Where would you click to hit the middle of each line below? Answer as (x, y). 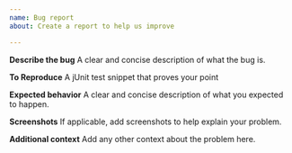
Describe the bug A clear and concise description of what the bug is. (137, 59)
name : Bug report (42, 18)
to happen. (29, 103)
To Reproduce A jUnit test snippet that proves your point (114, 76)
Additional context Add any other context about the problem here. (133, 139)
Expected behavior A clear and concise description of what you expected (146, 94)
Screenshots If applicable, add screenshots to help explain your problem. (146, 121)
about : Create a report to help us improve (92, 26)
